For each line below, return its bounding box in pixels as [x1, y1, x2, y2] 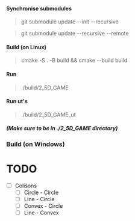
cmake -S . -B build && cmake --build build [20, 57, 128, 64]
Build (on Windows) [6, 140, 65, 148]
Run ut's [6, 98, 28, 105]
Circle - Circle [24, 189, 59, 196]
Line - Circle [24, 195, 55, 202]
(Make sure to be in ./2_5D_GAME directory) [6, 125, 118, 132]
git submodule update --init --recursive [20, 18, 119, 25]
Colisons [14, 182, 37, 189]
